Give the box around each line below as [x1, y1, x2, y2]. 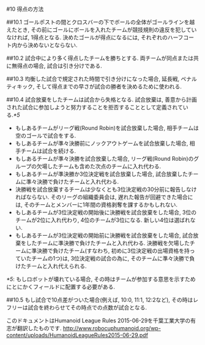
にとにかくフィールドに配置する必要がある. [6, 283, 115, 290]
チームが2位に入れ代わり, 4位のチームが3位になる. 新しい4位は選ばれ [15, 217, 191, 223]
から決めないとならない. [17, 42, 78, 48]
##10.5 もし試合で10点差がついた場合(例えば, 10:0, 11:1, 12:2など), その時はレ [6, 297, 199, 303]
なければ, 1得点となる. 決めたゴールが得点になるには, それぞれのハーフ [6, 34, 184, 41]
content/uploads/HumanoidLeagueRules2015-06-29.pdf [6, 331, 149, 339]
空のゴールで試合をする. [15, 132, 76, 139]
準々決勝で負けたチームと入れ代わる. [26, 178, 119, 185]
